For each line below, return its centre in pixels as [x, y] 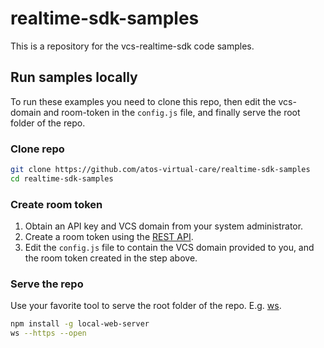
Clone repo [37, 149]
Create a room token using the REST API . [109, 237]
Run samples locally [74, 77]
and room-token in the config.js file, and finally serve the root [172, 112]
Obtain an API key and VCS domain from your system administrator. [164, 226]
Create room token [56, 204]
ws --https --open [48, 333]
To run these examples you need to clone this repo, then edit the [143, 101]
